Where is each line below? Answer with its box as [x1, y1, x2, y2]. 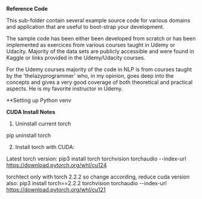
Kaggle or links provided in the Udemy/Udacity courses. [6, 54, 146, 61]
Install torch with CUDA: [15, 144, 75, 150]
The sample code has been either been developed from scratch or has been [6, 35, 196, 42]
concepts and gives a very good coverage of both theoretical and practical [6, 78, 193, 86]
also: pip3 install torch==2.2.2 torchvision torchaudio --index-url [6, 180, 167, 186]
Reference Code [6, 5, 48, 12]
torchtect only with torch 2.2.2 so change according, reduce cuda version [6, 173, 190, 180]
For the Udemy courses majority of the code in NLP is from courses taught [6, 66, 192, 73]
